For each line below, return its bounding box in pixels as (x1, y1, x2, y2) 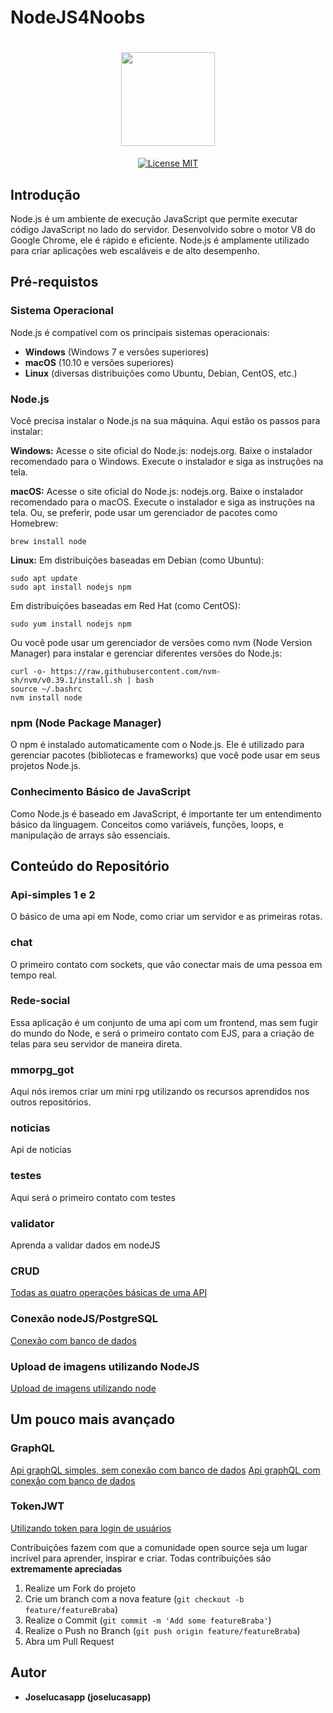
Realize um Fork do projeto (24, 1582, 137, 1594)
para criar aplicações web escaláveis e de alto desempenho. (10, 244, 260, 256)
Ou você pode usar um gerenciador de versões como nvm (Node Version (10, 636, 313, 648)
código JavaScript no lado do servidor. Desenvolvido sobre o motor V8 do (10, 223, 316, 235)
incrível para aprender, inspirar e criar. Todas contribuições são (10, 1552, 272, 1564)
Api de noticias (10, 1144, 72, 1156)
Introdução (10, 186, 81, 203)
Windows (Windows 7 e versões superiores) (24, 346, 210, 358)
